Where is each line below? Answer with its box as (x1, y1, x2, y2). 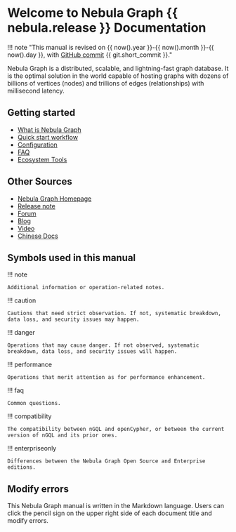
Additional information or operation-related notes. (7, 284, 165, 291)
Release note (17, 201, 56, 210)
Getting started (7, 107, 76, 119)
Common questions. (7, 400, 61, 407)
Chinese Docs (17, 232, 58, 240)
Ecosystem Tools (17, 155, 67, 164)
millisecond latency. (7, 86, 65, 95)
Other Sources (7, 175, 72, 187)
